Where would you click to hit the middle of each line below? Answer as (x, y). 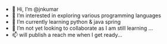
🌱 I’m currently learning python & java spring (66, 22)
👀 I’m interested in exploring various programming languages (86, 15)
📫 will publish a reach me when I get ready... (67, 35)
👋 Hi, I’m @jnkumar (35, 9)
